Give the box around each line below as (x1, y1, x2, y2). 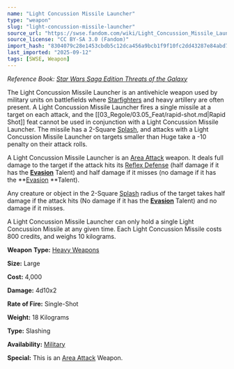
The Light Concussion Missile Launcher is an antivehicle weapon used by (7, 88, 218, 96)
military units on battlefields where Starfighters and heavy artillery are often (7, 95, 224, 104)
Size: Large (7, 259, 40, 267)
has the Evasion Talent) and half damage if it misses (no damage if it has (7, 168, 217, 176)
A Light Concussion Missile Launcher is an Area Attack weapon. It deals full (7, 153, 224, 162)
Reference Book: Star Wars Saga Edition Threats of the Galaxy (7, 74, 188, 83)
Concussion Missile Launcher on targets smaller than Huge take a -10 (7, 132, 207, 141)
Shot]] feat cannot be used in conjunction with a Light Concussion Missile (7, 118, 219, 126)
